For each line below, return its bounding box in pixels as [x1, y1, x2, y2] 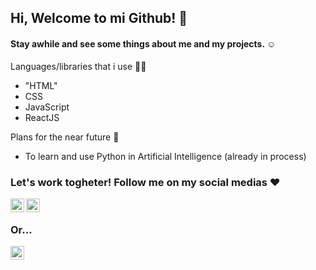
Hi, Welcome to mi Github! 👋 [10, 10, 188, 27]
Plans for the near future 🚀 [10, 131, 120, 143]
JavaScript [24, 101, 70, 113]
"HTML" [24, 79, 58, 91]
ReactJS [24, 111, 60, 123]
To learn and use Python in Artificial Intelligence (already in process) [24, 150, 307, 162]
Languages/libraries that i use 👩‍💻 [10, 60, 147, 72]
